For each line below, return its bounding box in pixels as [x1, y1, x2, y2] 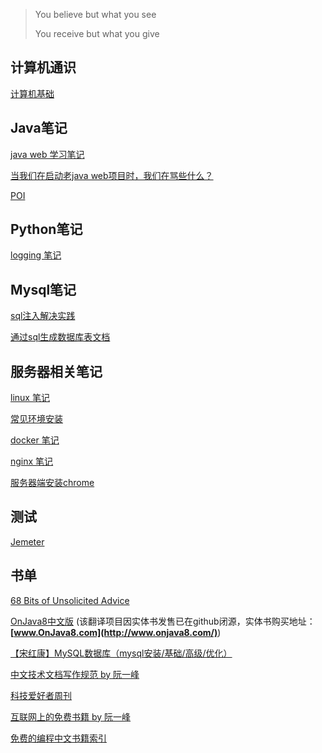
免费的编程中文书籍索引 [10, 732, 107, 744]
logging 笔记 [10, 249, 62, 261]
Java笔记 [10, 120, 68, 137]
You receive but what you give [34, 28, 160, 39]
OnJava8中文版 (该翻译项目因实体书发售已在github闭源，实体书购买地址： [10, 615, 316, 627]
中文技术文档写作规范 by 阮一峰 [10, 668, 140, 680]
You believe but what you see [34, 9, 157, 20]
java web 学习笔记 [10, 148, 85, 160]
